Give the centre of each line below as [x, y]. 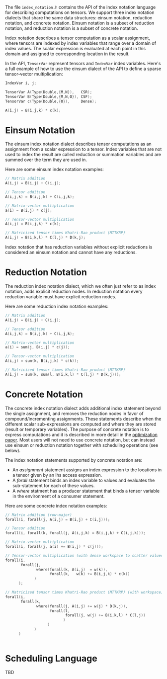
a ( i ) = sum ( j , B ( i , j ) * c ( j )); [38, 347]
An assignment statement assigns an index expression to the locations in [87, 470]
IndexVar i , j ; [21, 83]
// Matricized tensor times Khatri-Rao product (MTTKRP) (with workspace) [84, 593]
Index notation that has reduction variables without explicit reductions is [79, 247]
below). [13, 450]
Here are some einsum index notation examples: [55, 170]
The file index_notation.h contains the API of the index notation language [81, 7]
